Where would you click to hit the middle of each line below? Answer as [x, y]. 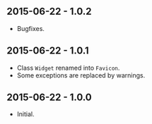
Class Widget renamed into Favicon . [68, 68]
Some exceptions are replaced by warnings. [81, 75]
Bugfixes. [31, 28]
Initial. [25, 114]
